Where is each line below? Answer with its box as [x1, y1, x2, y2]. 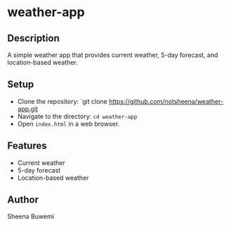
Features [7, 140, 47, 152]
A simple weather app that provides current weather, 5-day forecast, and [7, 51, 218, 59]
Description [7, 32, 60, 44]
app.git [17, 105, 39, 113]
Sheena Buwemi [7, 212, 55, 221]
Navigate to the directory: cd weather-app [17, 112, 138, 120]
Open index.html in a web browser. [17, 119, 120, 128]
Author [7, 194, 39, 206]
